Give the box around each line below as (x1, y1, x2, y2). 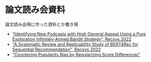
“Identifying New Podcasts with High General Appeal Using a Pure (12, 31, 146, 37)
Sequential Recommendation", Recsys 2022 (12, 46, 101, 52)
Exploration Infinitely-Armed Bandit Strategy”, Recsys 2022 (12, 36, 131, 42)
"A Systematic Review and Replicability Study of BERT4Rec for (12, 41, 139, 47)
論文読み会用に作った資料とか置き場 (5, 21, 78, 27)
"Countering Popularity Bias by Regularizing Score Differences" (12, 51, 141, 57)
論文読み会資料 (5, 4, 66, 15)
